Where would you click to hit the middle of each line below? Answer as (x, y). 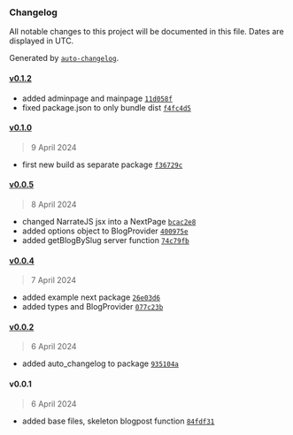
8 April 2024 (54, 204)
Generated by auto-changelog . (64, 58)
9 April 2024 (54, 147)
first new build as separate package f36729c (102, 164)
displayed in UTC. (42, 41)
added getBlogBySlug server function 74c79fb (105, 240)
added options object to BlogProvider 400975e (105, 231)
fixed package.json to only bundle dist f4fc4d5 (107, 107)
